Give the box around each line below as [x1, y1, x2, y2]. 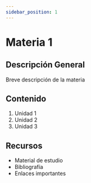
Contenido [5, 94, 47, 104]
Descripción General [5, 59, 86, 70]
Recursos [5, 140, 43, 151]
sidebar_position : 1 [5, 9, 58, 15]
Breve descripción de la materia [5, 76, 86, 83]
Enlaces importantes [14, 170, 66, 177]
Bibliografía [14, 163, 44, 171]
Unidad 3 [14, 123, 38, 130]
